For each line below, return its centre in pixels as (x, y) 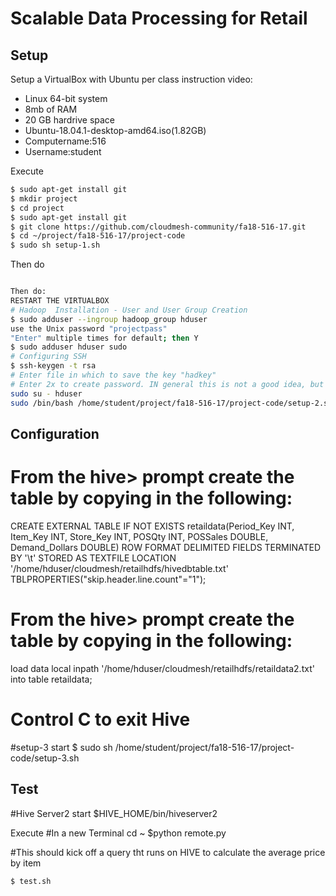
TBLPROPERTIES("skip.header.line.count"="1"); (108, 579)
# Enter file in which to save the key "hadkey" (113, 375)
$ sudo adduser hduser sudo (69, 347)
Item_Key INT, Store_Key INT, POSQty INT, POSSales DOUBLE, (139, 536)
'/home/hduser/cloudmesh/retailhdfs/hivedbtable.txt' (119, 568)
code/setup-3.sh (45, 758)
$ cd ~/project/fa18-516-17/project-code (98, 236)
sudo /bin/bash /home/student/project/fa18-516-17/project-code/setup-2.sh (171, 403)
